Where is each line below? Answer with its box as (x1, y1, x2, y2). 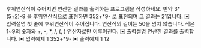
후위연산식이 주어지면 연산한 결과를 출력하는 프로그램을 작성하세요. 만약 (6, 5, 173, 12)
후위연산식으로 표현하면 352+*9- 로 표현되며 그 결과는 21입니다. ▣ (32, 13, 190, 20)
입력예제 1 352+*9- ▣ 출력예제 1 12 (25, 35, 110, 42)
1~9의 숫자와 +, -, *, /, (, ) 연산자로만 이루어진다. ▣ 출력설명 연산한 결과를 (6, 28, 178, 35)
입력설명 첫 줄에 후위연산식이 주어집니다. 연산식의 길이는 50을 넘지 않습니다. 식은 (6, 20, 195, 27)
